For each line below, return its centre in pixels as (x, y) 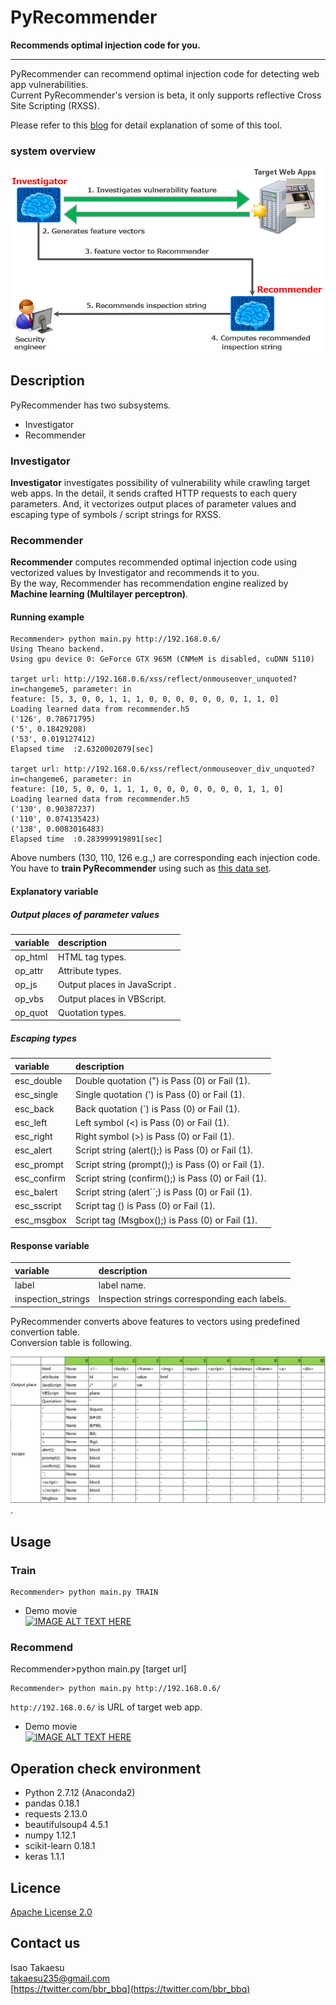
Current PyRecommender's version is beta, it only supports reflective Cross (166, 95)
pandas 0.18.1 (52, 1803)
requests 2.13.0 (56, 1814)
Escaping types (43, 1038)
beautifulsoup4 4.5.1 (66, 1825)
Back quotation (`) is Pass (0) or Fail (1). (157, 1108)
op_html (31, 957)
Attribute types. (90, 971)
